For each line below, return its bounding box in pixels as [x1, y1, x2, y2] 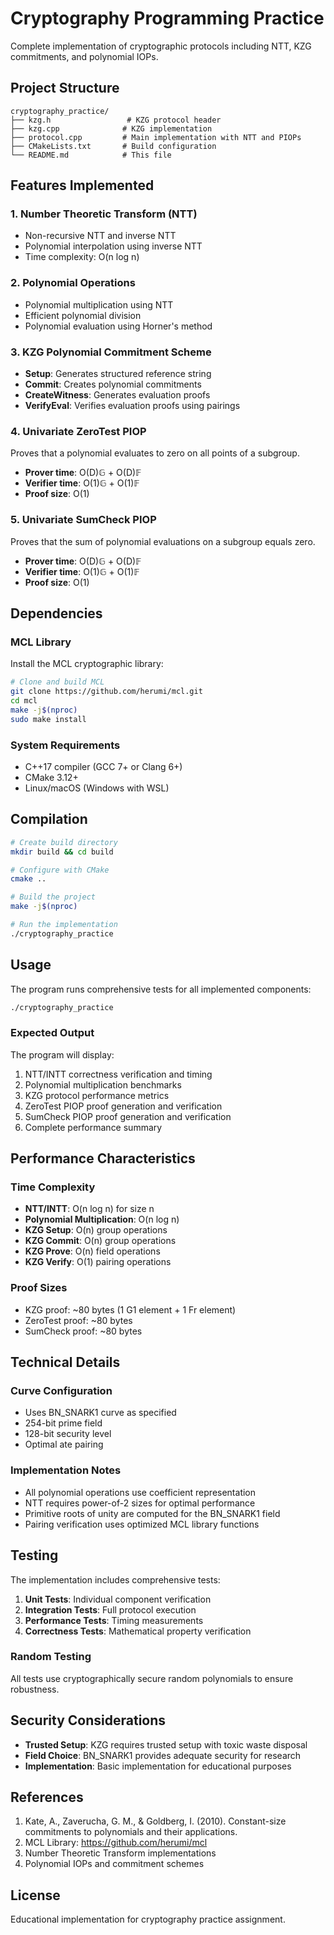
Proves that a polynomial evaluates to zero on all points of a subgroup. [10, 447, 300, 459]
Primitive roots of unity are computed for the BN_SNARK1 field [24, 1507, 281, 1519]
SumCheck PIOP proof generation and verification [24, 1110, 232, 1122]
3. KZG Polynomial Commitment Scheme [10, 345, 212, 359]
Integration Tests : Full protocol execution [24, 1603, 197, 1616]
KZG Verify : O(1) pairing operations [24, 1256, 172, 1268]
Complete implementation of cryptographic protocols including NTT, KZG [10, 40, 312, 52]
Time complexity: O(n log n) [24, 251, 140, 263]
